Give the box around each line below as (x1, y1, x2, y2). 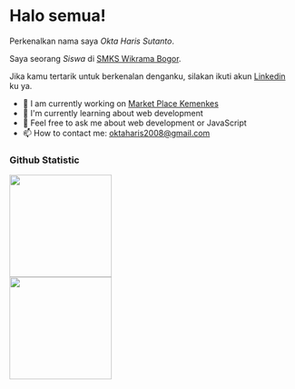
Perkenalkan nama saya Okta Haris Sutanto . (9, 35, 175, 46)
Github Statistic (9, 154, 80, 166)
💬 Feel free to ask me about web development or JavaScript (22, 117, 247, 128)
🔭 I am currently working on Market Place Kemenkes (22, 97, 220, 109)
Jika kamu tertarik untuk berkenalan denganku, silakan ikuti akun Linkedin (9, 70, 286, 82)
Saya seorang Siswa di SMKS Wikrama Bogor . (9, 53, 182, 64)
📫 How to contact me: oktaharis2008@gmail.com (22, 127, 211, 138)
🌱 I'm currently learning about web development (22, 107, 204, 118)
